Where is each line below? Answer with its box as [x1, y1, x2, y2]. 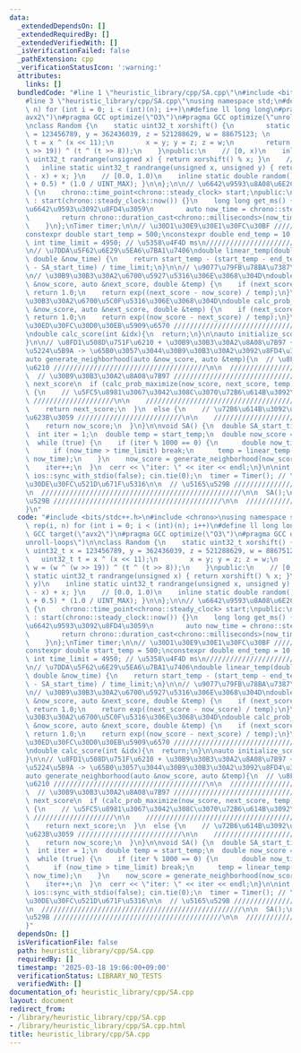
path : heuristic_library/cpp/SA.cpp [17, 946, 154, 955]
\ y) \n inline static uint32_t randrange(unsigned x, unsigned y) [25, 580, 291, 589]
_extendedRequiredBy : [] [17, 30, 110, 39]
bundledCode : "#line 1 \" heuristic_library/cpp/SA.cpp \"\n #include [17, 88, 275, 97]
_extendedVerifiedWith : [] [17, 38, 118, 47]
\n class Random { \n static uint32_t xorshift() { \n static [25, 122, 291, 131]
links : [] [25, 80, 63, 89]
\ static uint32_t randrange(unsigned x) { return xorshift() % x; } [25, 571, 291, 581]
